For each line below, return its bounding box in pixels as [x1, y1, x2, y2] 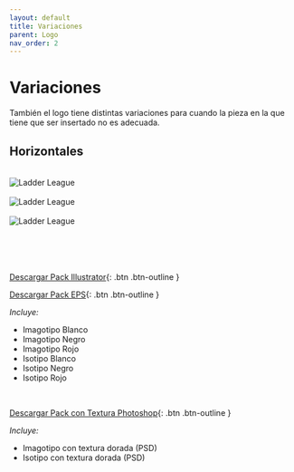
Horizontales [9, 143, 84, 159]
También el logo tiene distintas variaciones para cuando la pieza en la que [9, 108, 285, 119]
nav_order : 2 [9, 38, 59, 48]
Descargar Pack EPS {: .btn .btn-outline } [9, 289, 160, 300]
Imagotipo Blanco [22, 324, 89, 335]
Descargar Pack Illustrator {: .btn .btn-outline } [9, 272, 180, 282]
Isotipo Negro [22, 363, 74, 373]
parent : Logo [9, 30, 59, 39]
